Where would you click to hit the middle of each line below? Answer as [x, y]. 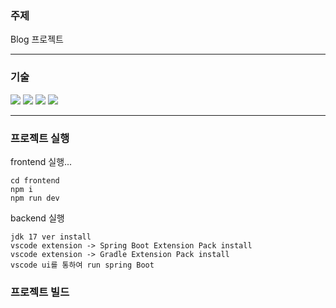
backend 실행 [37, 218]
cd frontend [35, 180]
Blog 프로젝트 [37, 39]
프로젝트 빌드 [40, 292]
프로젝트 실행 [40, 138]
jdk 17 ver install [51, 237]
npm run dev [35, 198]
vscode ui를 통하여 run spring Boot [82, 265]
